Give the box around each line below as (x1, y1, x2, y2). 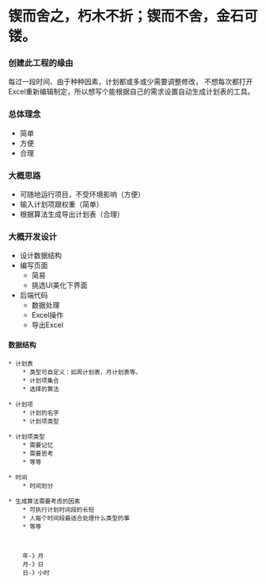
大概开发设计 (8, 231, 58, 242)
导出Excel (31, 320, 63, 330)
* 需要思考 (22, 450, 54, 458)
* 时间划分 (22, 482, 54, 489)
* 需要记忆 (22, 441, 54, 449)
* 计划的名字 (22, 408, 59, 417)
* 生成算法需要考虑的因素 (8, 497, 81, 505)
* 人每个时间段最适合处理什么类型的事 (22, 514, 131, 522)
